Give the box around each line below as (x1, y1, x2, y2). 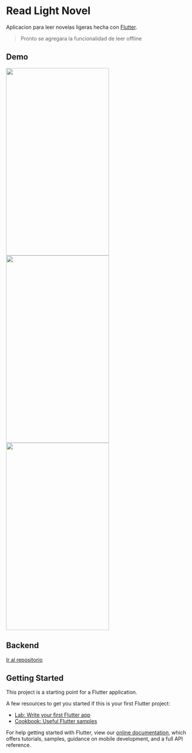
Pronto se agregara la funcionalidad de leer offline (20, 35, 142, 42)
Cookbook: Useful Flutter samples (14, 718, 97, 725)
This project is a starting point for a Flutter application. (6, 689, 137, 696)
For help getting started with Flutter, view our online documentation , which (6, 729, 187, 736)
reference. (6, 742, 31, 749)
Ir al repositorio (6, 656, 43, 663)
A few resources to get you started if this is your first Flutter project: (6, 700, 170, 707)
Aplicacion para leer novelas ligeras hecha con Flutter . (6, 24, 137, 31)
